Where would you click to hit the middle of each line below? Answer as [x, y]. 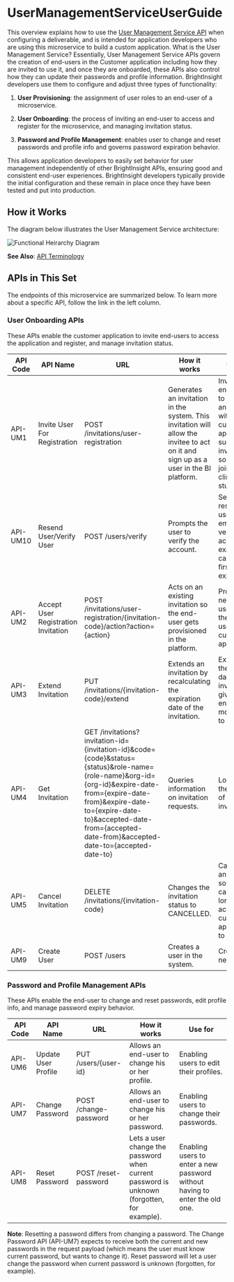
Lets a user [147, 1138]
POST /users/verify [116, 536]
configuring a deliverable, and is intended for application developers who [112, 39]
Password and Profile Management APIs [77, 985]
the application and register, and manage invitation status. [91, 343]
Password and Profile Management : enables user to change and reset [119, 139]
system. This [189, 416]
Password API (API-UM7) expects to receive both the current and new [108, 1241]
